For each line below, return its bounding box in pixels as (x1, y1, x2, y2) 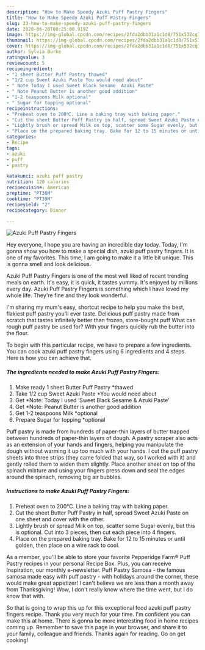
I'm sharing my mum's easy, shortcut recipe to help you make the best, (6, 303, 185, 311)
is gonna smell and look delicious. (6, 261, 92, 268)
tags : (6, 145, 20, 151)
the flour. (6, 330, 29, 337)
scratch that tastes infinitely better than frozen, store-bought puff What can (6, 317, 196, 324)
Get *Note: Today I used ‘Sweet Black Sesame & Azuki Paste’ (15, 397, 170, 404)
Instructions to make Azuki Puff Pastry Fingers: (6, 487, 130, 494)
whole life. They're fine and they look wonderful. (6, 292, 128, 299)
